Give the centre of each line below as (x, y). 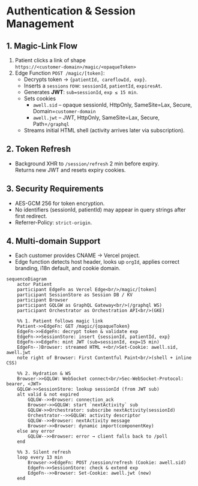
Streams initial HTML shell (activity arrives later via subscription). (104, 130)
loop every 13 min (40, 458)
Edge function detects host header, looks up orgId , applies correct (97, 262)
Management (40, 24)
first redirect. (31, 216)
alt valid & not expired (48, 395)
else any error (36, 431)
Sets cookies (40, 98)
